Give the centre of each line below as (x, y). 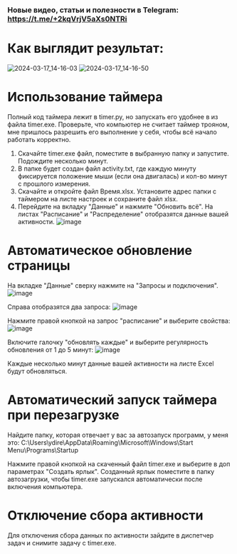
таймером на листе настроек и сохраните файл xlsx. (98, 198)
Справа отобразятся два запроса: (59, 307)
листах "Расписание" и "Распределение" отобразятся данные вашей (123, 214)
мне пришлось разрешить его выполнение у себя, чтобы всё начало (112, 132)
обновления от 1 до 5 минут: (51, 349)
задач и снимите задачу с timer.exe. (62, 543)
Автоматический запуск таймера (112, 399)
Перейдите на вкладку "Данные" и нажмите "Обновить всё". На (115, 206)
